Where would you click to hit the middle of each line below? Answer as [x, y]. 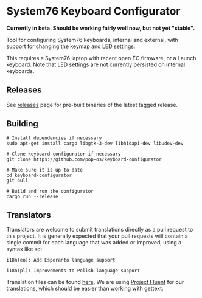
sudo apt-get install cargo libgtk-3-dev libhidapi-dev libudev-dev [95, 143]
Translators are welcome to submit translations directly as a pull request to [100, 230]
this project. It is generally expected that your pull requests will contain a [97, 236]
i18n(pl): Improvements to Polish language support [73, 271]
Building [22, 124]
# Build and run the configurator [50, 191]
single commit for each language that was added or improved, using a [94, 243]
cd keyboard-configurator [39, 175]
